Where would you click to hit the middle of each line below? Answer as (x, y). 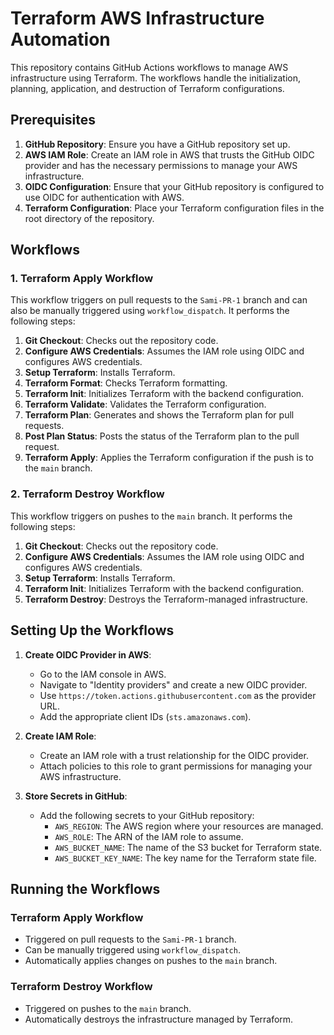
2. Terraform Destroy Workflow (87, 494)
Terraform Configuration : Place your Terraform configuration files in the (174, 208)
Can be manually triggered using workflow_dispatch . (132, 950)
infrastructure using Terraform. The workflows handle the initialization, (156, 78)
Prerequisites (53, 120)
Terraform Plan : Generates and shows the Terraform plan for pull (159, 415)
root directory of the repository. (89, 218)
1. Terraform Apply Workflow (82, 279)
